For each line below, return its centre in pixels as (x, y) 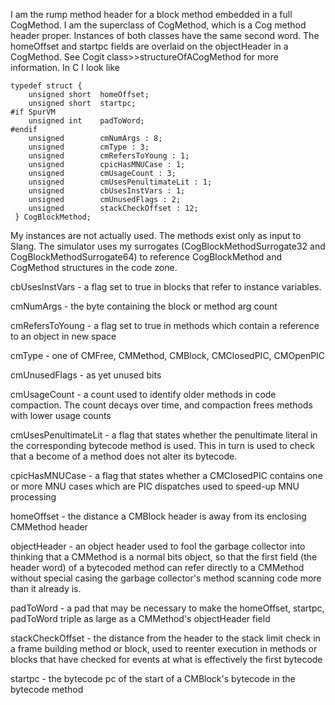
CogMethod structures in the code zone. (94, 267)
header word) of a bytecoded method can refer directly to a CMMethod (157, 567)
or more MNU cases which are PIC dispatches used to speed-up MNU (155, 486)
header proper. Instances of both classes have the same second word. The (165, 35)
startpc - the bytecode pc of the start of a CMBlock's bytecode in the (153, 678)
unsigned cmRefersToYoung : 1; (109, 156)
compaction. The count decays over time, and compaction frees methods (161, 405)
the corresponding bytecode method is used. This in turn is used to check (162, 445)
